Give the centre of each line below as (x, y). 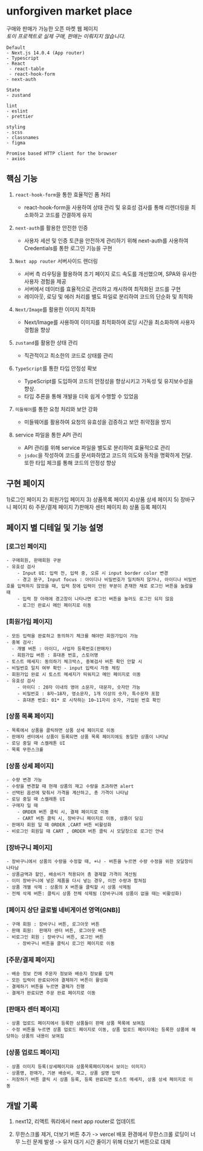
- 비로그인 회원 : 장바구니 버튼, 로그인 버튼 (55, 937)
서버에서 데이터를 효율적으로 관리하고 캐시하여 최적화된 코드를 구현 (102, 289)
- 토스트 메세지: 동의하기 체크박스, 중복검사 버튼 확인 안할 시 (74, 661)
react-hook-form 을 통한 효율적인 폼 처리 (63, 194)
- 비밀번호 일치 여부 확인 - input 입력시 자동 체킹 (63, 668)
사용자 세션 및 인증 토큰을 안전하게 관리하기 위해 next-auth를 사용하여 (106, 241)
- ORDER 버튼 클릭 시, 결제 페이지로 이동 (63, 812)
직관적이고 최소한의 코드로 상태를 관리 (69, 355)
